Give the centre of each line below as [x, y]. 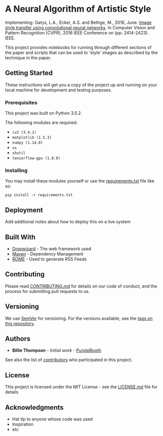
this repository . [20, 323]
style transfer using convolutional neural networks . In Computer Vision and [80, 27]
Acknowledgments [35, 407]
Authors [18, 338]
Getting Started [29, 73]
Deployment [24, 210]
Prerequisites [21, 102]
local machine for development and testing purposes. [59, 90]
